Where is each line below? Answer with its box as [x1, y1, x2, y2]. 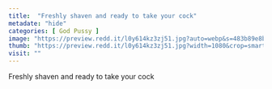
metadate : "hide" [8, 19, 67, 28]
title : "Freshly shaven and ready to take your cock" [8, 11, 198, 20]
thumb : [8, 42, 31, 50]
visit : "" [8, 49, 42, 57]
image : [8, 34, 31, 43]
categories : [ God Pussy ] [8, 27, 100, 35]
